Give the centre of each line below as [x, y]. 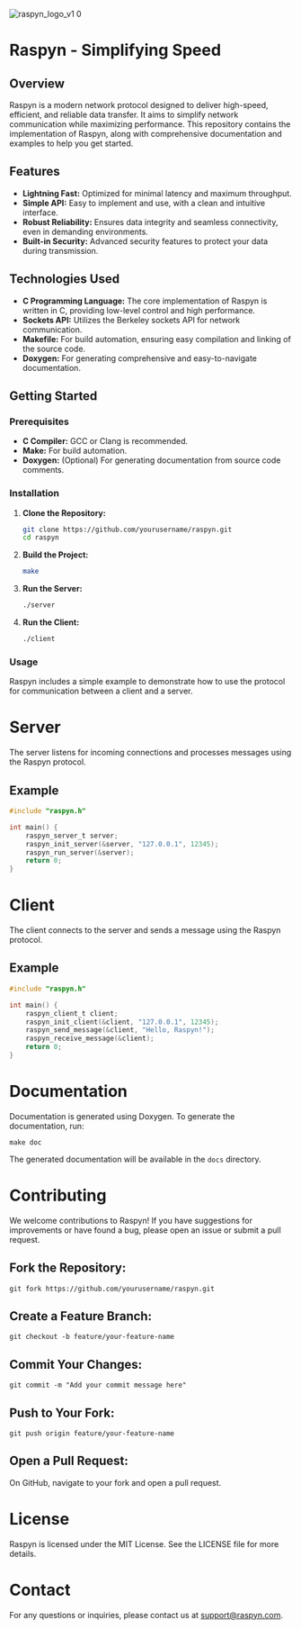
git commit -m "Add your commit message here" [98, 1385]
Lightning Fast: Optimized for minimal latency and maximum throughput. [157, 193]
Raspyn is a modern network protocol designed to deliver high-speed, [139, 105]
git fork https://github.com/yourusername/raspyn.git [112, 1289]
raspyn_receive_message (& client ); [90, 1039]
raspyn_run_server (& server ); [80, 852]
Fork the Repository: [68, 1268]
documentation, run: [47, 1126]
